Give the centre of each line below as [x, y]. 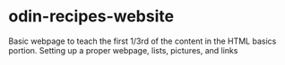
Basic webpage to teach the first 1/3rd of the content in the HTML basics [142, 41]
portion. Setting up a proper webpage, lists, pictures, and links [123, 50]
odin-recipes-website [91, 16]
